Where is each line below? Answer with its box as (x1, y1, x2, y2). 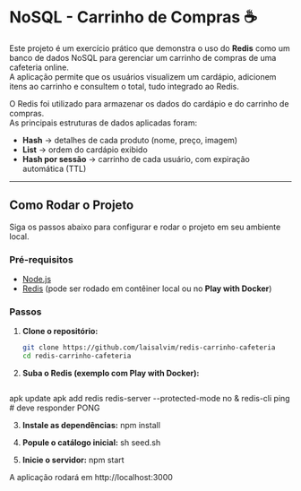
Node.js (21, 274, 52, 285)
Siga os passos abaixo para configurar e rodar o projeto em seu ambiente (9, 221, 281, 232)
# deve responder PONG (9, 402, 100, 413)
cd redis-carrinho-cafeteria (21, 351, 132, 361)
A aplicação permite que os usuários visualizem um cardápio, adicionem (9, 71, 277, 82)
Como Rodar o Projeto (9, 198, 134, 213)
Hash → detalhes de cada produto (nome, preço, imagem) (21, 134, 238, 145)
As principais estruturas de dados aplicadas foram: (9, 117, 198, 128)
